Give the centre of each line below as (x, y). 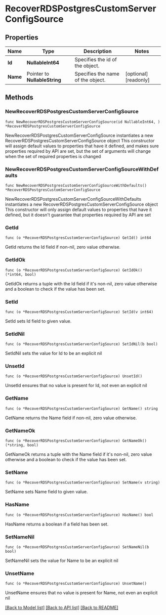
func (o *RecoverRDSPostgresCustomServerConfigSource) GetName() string (82, 408)
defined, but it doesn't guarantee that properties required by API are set (78, 215)
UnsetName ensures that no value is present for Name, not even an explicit (82, 593)
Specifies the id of (96, 60)
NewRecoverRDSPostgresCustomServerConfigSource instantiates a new (79, 135)
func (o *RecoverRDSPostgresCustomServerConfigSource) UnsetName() (76, 584)
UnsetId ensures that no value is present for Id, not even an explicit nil (76, 386)
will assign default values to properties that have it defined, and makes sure (82, 146)
